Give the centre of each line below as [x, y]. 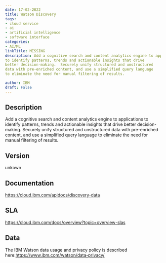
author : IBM [17, 83]
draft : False [19, 87]
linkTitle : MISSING [25, 51]
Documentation [30, 183]
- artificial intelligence [33, 33]
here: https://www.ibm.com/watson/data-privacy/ [55, 255]
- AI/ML [13, 46]
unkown [13, 168]
